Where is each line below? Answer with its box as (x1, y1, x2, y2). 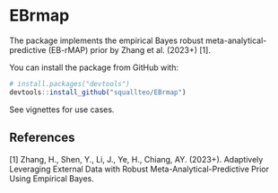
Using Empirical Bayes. (9, 172, 94, 184)
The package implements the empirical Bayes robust (9, 35, 204, 46)
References (9, 130, 75, 145)
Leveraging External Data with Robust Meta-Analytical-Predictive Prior (9, 163, 269, 174)
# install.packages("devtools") (9, 79, 130, 88)
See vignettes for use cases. (9, 104, 115, 115)
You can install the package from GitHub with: (9, 62, 179, 73)
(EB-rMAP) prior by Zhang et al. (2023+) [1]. (48, 44, 211, 55)
